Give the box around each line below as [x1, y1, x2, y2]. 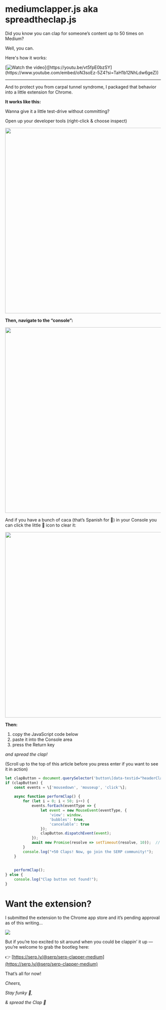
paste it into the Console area [12, 736, 73, 742]
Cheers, [5, 980, 21, 986]
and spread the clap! [5, 751, 48, 757]
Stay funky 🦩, [5, 990, 33, 996]
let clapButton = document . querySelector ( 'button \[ [5, 775, 114, 780]
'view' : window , [49, 813, 83, 818]
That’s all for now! [5, 970, 41, 976]
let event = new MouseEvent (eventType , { [40, 808, 127, 813]
